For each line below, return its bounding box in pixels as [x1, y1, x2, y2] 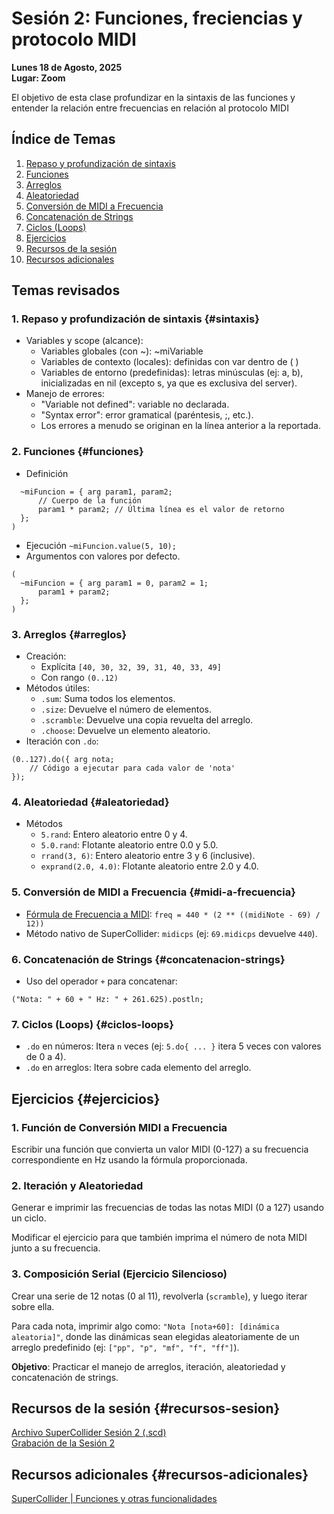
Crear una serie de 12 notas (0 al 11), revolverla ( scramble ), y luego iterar [11, 1290, 308, 1302]
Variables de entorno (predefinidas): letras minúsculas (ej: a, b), [40, 367, 304, 379]
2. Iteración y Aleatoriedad [11, 1178, 144, 1192]
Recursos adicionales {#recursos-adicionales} [11, 1466, 309, 1483]
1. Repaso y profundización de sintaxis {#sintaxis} [11, 312, 260, 326]
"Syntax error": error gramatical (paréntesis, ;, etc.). [40, 409, 254, 421]
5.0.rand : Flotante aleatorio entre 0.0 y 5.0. [40, 839, 219, 851]
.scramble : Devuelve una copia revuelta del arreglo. [40, 714, 254, 726]
